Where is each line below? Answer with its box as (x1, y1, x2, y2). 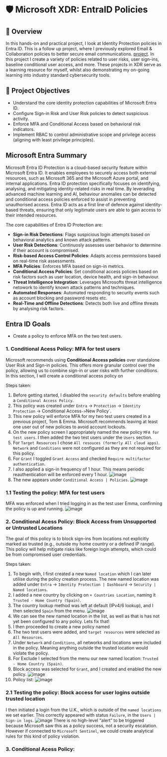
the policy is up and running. (5, 506, 64, 512)
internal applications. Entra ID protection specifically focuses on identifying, (5, 180, 161, 186)
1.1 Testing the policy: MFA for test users (5, 489, 105, 496)
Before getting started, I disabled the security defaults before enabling (12, 392, 161, 398)
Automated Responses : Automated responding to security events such (12, 289, 160, 295)
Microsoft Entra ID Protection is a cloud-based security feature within (5, 164, 148, 170)
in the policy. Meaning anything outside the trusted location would (12, 645, 148, 651)
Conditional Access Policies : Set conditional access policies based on (12, 268, 158, 274)
